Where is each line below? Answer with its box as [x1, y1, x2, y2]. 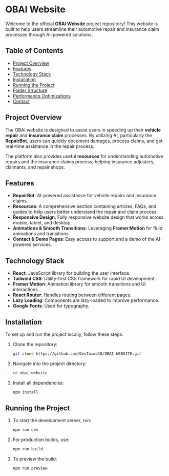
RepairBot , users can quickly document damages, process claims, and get [5, 138, 163, 144]
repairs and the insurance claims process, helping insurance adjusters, [5, 158, 155, 165]
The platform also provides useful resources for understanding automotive [5, 153, 163, 159]
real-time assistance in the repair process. [5, 143, 95, 149]
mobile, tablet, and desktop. [12, 220, 72, 226]
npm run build [12, 447, 43, 452]
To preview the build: [12, 456, 57, 462]
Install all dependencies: [12, 379, 64, 386]
